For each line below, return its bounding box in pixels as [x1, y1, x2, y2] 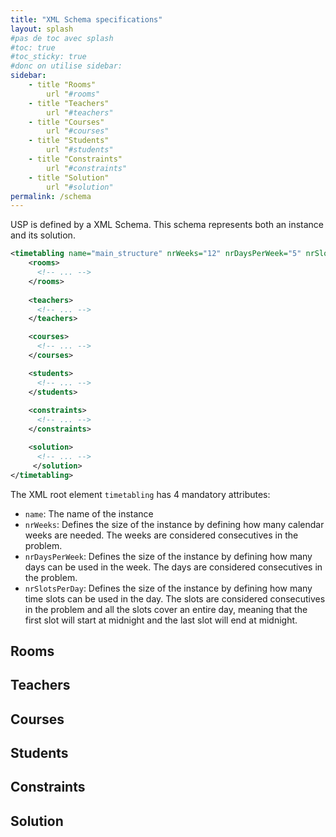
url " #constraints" [46, 163, 128, 173]
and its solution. [10, 229, 76, 241]
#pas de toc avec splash [10, 33, 114, 43]
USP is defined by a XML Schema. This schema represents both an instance [10, 219, 325, 231]
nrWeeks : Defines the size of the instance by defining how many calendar [24, 518, 325, 530]
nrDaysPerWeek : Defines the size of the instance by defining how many [24, 550, 313, 562]
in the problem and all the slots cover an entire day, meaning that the [24, 603, 308, 615]
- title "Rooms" [28, 80, 97, 90]
